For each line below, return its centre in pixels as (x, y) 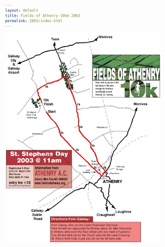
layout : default (22, 10)
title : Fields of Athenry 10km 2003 (43, 15)
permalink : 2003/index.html (34, 21)
